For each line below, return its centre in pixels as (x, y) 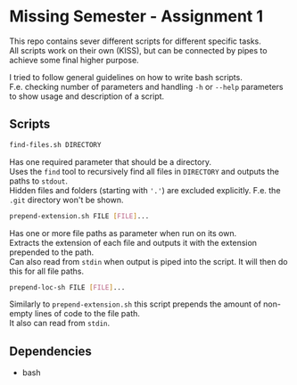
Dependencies (50, 351)
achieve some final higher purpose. (74, 60)
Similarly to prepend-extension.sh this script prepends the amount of (135, 304)
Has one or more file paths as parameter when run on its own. (123, 233)
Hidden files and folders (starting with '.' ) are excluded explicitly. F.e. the (145, 190)
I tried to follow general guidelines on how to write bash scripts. (126, 77)
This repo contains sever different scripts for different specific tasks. (135, 41)
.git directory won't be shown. (66, 200)
